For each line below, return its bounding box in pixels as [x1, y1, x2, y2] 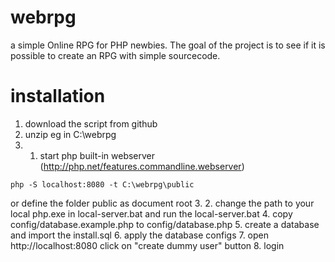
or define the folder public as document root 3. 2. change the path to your [10, 197, 315, 209]
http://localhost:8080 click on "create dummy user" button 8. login [10, 239, 285, 251]
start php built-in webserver [39, 149, 156, 161]
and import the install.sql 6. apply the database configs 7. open [10, 229, 269, 241]
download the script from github [24, 117, 158, 130]
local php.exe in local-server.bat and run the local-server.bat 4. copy [10, 207, 293, 220]
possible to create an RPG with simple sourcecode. [10, 49, 221, 61]
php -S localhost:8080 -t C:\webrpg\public [10, 179, 195, 190]
